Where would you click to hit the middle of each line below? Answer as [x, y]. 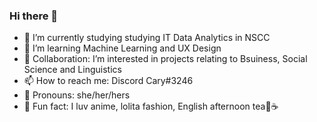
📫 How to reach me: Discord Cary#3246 [108, 81]
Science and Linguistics [72, 70]
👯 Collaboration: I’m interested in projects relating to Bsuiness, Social [165, 59]
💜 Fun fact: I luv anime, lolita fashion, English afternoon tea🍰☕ [151, 106]
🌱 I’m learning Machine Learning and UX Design [122, 48]
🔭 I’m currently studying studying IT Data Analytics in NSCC [147, 38]
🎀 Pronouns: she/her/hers [77, 95]
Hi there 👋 [34, 16]
